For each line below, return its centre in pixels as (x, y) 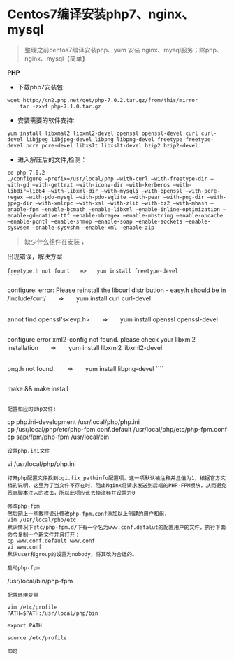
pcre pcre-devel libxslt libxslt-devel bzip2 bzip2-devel (112, 145)
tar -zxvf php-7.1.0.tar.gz (60, 106)
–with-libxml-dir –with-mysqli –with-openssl (115, 191)
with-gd (19, 185)
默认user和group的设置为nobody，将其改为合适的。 (72, 554)
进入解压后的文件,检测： (52, 159)
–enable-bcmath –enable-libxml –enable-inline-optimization (131, 209)
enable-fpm (23, 209)
